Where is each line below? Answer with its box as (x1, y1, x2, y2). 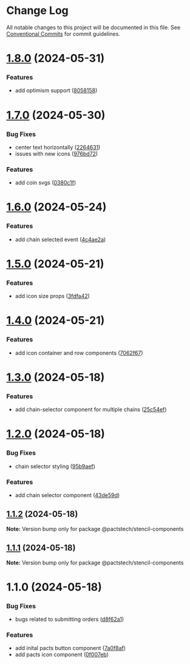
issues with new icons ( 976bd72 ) (15, 150, 98, 157)
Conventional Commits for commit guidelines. (6, 30, 120, 37)
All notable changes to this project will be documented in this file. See (6, 24, 181, 31)
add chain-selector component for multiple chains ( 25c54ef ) (15, 406, 167, 413)
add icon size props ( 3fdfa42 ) (15, 293, 90, 300)
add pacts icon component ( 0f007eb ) (15, 651, 109, 659)
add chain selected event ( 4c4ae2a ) (15, 235, 106, 243)
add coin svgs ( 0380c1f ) (15, 179, 76, 186)
